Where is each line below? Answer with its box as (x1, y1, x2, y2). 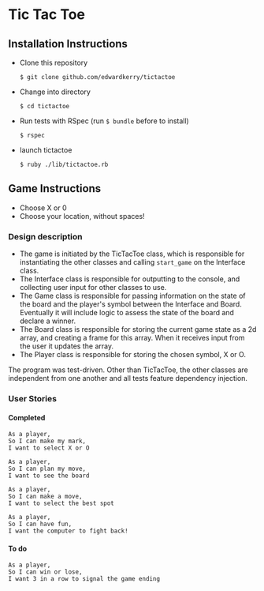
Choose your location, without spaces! (19, 211, 145, 220)
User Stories (8, 393, 58, 405)
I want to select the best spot (8, 499, 114, 507)
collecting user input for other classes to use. (19, 283, 167, 292)
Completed (8, 412, 46, 422)
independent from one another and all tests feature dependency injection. (8, 374, 248, 383)
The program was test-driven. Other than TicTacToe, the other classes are (8, 365, 248, 375)
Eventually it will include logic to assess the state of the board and (19, 308, 235, 318)
